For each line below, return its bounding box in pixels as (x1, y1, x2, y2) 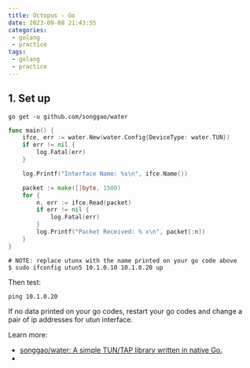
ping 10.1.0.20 (8, 293, 58, 300)
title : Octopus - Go (8, 11, 76, 20)
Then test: (8, 277, 42, 287)
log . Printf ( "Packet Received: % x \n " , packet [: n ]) (36, 228, 206, 236)
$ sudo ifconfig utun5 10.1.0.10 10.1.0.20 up (8, 263, 164, 271)
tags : (8, 48, 26, 56)
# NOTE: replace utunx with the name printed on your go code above (8, 256, 237, 264)
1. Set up (8, 92, 51, 105)
